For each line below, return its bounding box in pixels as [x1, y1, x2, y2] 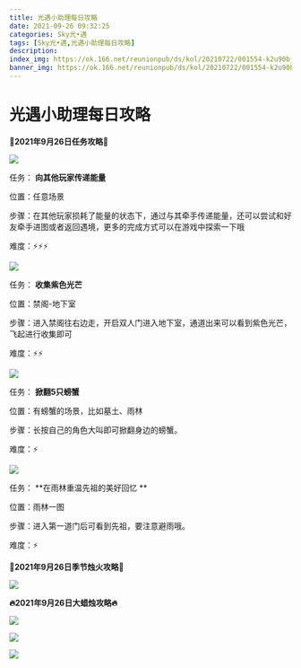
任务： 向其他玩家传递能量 [9, 171, 106, 182]
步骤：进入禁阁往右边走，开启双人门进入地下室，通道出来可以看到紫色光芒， [9, 317, 292, 328]
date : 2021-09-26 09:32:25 [9, 22, 110, 31]
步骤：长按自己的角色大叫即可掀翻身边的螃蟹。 [9, 424, 182, 435]
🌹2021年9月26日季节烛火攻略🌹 [9, 561, 125, 572]
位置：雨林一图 [9, 501, 64, 512]
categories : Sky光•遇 [9, 30, 88, 39]
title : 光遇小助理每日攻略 [9, 13, 99, 22]
